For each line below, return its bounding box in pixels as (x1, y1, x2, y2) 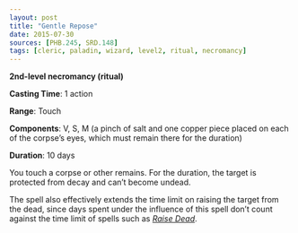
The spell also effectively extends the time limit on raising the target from (9, 194, 280, 205)
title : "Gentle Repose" (9, 22, 99, 30)
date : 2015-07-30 (9, 30, 74, 39)
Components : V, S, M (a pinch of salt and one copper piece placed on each (9, 123, 289, 134)
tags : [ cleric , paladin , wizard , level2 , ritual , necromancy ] (9, 47, 247, 56)
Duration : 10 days (9, 150, 75, 161)
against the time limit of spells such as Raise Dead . (9, 213, 197, 224)
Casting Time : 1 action (9, 89, 93, 99)
